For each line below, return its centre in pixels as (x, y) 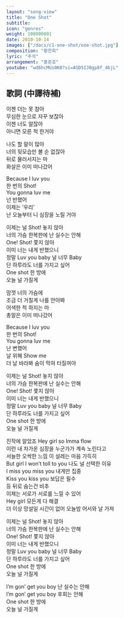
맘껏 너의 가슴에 (25, 293)
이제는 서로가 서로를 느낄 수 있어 (44, 494)
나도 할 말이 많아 (25, 144)
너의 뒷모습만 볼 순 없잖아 (36, 152)
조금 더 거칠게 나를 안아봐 (36, 300)
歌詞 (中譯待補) (34, 93)
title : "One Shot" (29, 17)
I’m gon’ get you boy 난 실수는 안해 (48, 587)
